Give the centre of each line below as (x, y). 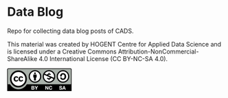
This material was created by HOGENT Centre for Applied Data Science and (114, 44)
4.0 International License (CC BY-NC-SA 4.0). (103, 58)
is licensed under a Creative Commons (62, 51)
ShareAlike (22, 58)
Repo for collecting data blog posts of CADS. (70, 31)
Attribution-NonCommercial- (158, 51)
